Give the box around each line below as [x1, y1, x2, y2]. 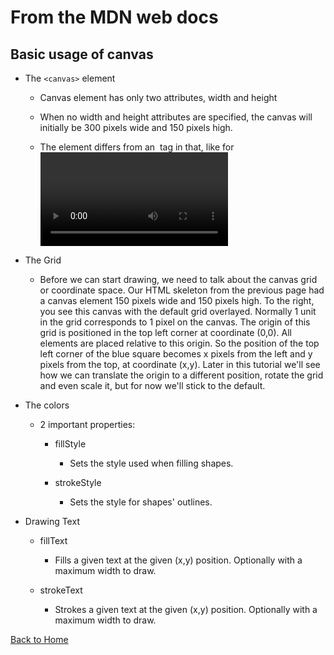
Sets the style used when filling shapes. [69, 457, 234, 469]
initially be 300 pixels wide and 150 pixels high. [39, 122, 233, 133]
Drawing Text [24, 516, 80, 527]
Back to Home [10, 634, 69, 645]
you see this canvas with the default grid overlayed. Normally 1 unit [39, 306, 317, 317]
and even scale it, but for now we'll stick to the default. [39, 380, 266, 391]
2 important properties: [39, 419, 136, 430]
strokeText [39, 584, 83, 596]
